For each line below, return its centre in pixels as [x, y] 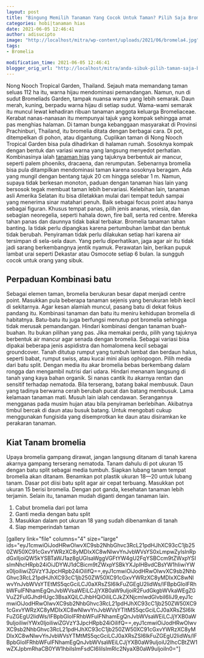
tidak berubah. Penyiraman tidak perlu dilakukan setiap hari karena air [93, 234]
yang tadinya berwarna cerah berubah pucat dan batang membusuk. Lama [100, 391]
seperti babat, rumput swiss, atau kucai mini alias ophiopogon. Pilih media [99, 359]
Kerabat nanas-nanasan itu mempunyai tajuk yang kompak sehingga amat [99, 118]
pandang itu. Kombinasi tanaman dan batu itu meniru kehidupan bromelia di [101, 313]
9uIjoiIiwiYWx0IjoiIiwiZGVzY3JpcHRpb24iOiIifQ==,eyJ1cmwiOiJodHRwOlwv [102, 623]
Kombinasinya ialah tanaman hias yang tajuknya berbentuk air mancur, [94, 156]
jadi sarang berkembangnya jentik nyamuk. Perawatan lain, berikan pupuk [99, 247]
